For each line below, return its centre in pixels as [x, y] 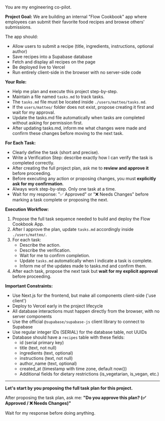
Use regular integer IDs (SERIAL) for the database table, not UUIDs [80, 332]
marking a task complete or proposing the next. [60, 200]
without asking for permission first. [47, 123]
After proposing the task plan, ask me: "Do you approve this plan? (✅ [76, 398]
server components [32, 316]
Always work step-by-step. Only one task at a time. [64, 189]
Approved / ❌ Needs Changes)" [38, 403]
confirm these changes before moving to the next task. [68, 133]
